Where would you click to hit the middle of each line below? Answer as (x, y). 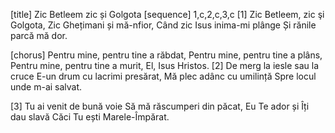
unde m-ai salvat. (46, 87)
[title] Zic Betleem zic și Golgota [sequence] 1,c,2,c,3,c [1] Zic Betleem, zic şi (167, 14)
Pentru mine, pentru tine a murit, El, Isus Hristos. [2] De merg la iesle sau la (165, 65)
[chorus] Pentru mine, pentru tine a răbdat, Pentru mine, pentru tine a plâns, (166, 55)
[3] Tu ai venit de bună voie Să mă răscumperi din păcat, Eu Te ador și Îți (160, 106)
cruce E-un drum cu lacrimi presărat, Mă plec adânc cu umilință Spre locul (163, 76)
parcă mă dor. (39, 35)
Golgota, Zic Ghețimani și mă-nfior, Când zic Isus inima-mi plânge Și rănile (163, 25)
